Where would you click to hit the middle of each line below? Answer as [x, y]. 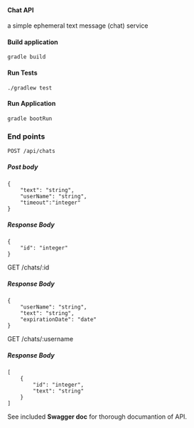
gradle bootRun [30, 118]
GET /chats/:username [40, 339]
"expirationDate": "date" [59, 320]
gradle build [27, 57]
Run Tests [22, 73]
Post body [23, 166]
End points [26, 137]
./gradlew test [30, 88]
